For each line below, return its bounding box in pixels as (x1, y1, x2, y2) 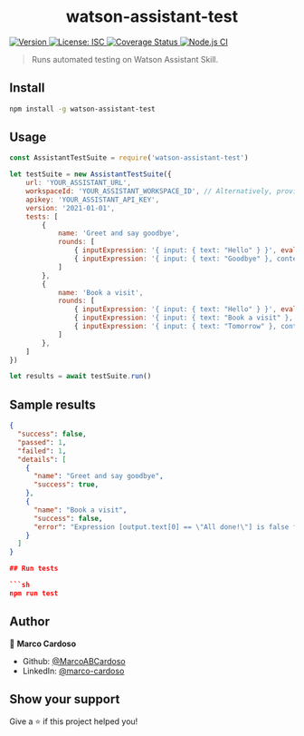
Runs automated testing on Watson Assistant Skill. (31, 54, 219, 64)
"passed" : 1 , (17, 437, 67, 447)
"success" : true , (33, 480, 100, 489)
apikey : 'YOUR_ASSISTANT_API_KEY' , (25, 195, 160, 204)
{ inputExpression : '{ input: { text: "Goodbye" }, (73, 254, 273, 264)
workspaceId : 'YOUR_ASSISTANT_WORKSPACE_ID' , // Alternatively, (25, 187, 273, 196)
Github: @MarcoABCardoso (22, 655, 126, 666)
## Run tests (9, 564, 59, 574)
